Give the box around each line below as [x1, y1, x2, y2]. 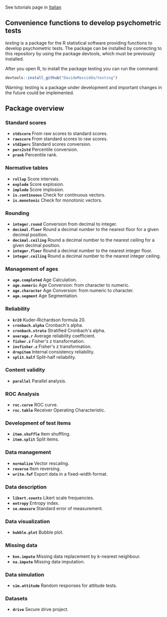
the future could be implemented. [5, 90, 74, 96]
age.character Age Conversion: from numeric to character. [12, 288, 134, 294]
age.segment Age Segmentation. [12, 293, 79, 299]
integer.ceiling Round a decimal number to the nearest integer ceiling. [12, 253, 161, 259]
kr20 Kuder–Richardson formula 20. [12, 317, 86, 323]
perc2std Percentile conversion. [12, 146, 78, 152]
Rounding [5, 210, 30, 217]
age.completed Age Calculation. [12, 277, 77, 283]
